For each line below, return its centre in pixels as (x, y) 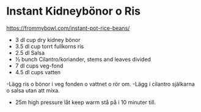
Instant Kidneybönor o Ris (73, 11)
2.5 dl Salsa (30, 52)
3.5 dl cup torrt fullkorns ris (49, 46)
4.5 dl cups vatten (38, 72)
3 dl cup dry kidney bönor (48, 40)
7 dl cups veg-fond (39, 66)
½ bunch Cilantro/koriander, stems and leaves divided (83, 59)
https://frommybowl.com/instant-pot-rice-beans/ (68, 28)
